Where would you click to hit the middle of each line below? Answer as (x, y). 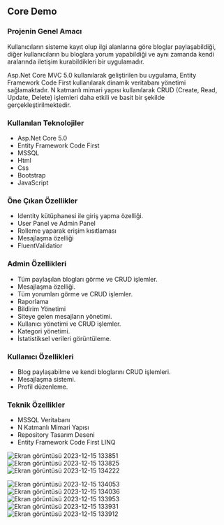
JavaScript (33, 182)
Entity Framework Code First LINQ (67, 443)
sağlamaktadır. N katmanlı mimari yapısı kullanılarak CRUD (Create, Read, (112, 89)
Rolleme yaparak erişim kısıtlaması (67, 231)
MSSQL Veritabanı (44, 420)
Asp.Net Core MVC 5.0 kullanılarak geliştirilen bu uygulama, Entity (102, 75)
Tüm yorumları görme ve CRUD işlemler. (75, 294)
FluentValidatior (40, 246)
